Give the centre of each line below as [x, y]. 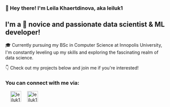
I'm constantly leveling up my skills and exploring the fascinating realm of [82, 52]
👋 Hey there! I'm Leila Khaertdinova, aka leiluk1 [64, 8]
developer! [23, 32]
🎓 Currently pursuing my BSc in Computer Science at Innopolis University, [84, 45]
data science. [20, 57]
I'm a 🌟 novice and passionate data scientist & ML [85, 25]
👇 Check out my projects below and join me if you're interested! [72, 67]
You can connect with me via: [42, 83]
